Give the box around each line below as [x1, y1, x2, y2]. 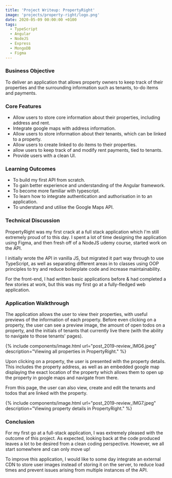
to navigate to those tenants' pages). [5, 333, 83, 339]
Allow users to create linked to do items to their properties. [12, 142, 137, 148]
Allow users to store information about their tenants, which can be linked [12, 131, 166, 137]
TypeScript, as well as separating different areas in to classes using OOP [5, 260, 159, 267]
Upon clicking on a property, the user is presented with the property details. [5, 358, 166, 364]
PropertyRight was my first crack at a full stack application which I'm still [5, 229, 159, 235]
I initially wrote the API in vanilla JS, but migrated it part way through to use [5, 255, 164, 261]
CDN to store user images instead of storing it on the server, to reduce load [5, 462, 164, 468]
